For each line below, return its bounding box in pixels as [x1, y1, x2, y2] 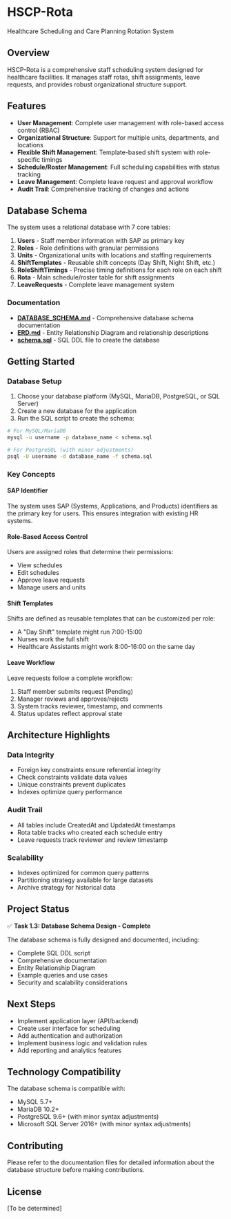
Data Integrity [7, 750, 54, 760]
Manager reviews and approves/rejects [17, 695, 129, 703]
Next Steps [7, 998, 56, 1010]
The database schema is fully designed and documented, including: [7, 935, 200, 944]
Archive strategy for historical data [17, 883, 116, 891]
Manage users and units [17, 583, 86, 592]
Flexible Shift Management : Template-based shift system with [17, 148, 196, 156]
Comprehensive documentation [17, 956, 107, 964]
